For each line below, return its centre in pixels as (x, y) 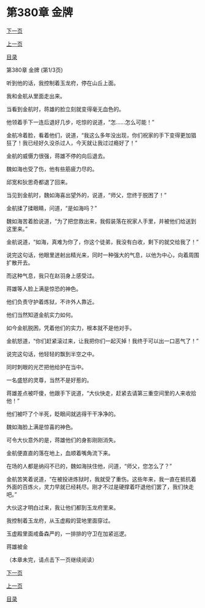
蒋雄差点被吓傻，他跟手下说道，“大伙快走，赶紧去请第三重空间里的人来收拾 (102, 393)
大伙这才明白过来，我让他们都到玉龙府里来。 (63, 507)
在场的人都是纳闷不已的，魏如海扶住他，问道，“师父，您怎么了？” (89, 466)
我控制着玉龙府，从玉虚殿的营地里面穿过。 (60, 520)
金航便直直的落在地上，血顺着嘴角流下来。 (60, 453)
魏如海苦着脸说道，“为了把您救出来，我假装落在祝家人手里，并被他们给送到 (102, 221)
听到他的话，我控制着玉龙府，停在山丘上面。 (63, 83)
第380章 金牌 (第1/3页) (35, 70)
